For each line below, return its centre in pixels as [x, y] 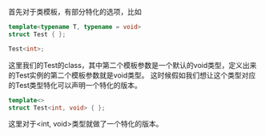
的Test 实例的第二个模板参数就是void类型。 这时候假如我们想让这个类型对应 [132, 75]
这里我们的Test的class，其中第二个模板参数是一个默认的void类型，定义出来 [133, 65]
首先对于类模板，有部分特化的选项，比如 [75, 12]
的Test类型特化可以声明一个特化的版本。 [75, 85]
